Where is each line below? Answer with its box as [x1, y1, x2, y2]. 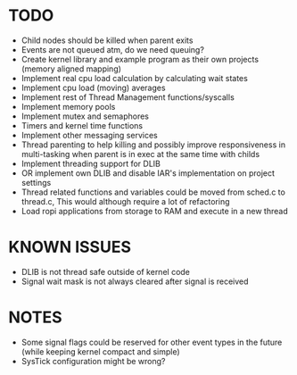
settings [21, 177, 52, 187]
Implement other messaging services [21, 129, 158, 140]
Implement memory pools [21, 101, 116, 112]
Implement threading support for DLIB [21, 158, 161, 169]
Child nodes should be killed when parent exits [21, 35, 194, 46]
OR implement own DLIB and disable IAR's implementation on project [21, 167, 276, 179]
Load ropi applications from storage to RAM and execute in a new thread [21, 205, 288, 216]
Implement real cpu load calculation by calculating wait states [21, 72, 249, 83]
